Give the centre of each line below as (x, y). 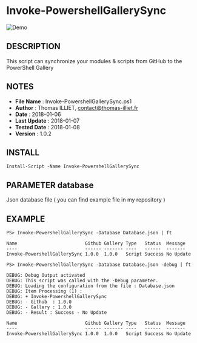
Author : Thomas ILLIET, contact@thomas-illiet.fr (76, 107)
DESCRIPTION (33, 46)
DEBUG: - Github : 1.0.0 (39, 302)
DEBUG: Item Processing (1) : (45, 291)
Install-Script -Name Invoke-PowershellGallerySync (73, 167)
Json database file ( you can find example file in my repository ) (86, 200)
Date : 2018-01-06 (38, 114)
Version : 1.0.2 (33, 134)
